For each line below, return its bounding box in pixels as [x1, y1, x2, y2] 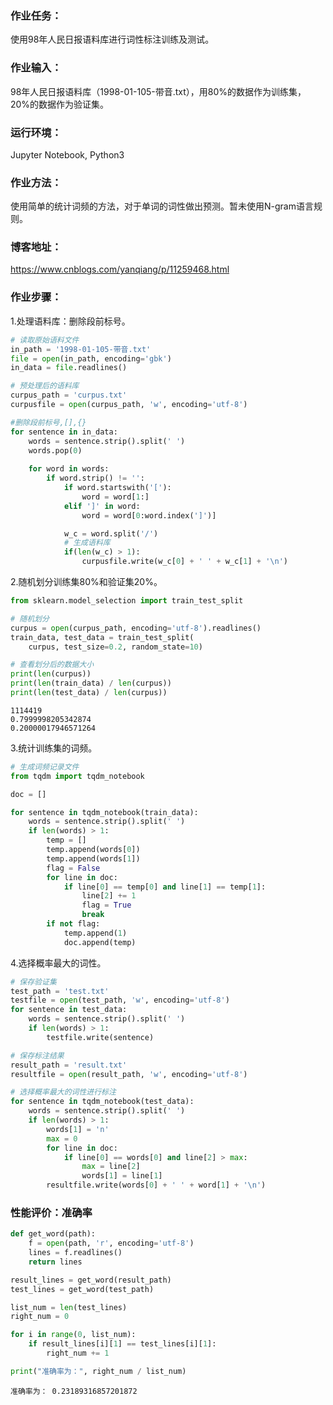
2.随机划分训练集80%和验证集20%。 [10, 576, 163, 588]
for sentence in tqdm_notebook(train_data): [10, 807, 199, 817]
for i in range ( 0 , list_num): [10, 1330, 137, 1340]
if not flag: [46, 919, 101, 929]
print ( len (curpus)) [10, 669, 92, 679]
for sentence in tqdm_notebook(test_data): [10, 1097, 195, 1107]
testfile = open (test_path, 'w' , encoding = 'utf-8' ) [10, 995, 230, 1006]
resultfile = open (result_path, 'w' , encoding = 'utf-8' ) [10, 1069, 248, 1079]
